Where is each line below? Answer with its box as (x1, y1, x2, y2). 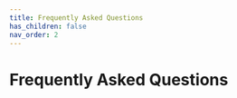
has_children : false (9, 22, 88, 31)
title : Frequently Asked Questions (9, 13, 144, 23)
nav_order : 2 (9, 30, 59, 39)
